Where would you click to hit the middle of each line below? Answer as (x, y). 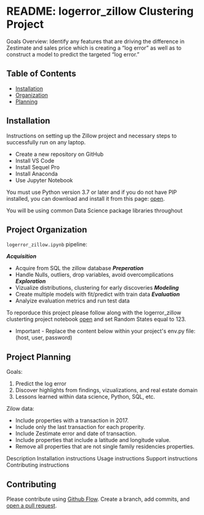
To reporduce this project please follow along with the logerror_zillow (94, 313)
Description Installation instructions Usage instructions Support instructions (102, 459)
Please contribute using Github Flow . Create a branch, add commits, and (98, 499)
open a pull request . (32, 505)
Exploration (30, 281)
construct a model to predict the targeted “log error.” (73, 54)
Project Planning (39, 357)
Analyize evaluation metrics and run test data (73, 301)
